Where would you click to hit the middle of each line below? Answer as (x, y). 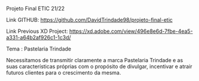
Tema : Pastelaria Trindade (39, 49)
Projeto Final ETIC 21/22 (36, 9)
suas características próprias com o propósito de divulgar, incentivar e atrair (99, 66)
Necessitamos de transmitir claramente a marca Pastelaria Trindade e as (95, 60)
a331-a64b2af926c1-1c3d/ (38, 37)
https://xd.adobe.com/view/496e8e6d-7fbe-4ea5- (131, 31)
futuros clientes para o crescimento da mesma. (64, 72)
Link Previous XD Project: (37, 31)
